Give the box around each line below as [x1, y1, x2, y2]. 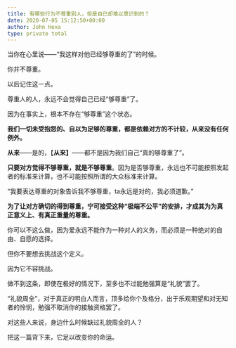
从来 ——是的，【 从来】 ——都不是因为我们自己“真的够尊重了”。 [7, 148, 188, 157]
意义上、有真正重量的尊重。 [13, 211, 93, 219]
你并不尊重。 [7, 65, 44, 74]
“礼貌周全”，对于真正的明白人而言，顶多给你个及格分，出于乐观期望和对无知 [7, 295, 228, 303]
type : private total [7, 30, 68, 37]
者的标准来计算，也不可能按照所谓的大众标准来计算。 [7, 172, 162, 181]
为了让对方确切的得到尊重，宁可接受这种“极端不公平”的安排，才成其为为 [7, 202, 218, 211]
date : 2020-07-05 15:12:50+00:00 [7, 17, 105, 24]
